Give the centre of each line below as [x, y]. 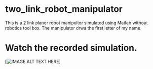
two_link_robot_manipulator [64, 9]
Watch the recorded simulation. [71, 48]
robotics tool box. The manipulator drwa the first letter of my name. [73, 28]
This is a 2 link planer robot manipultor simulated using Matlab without [76, 23]
